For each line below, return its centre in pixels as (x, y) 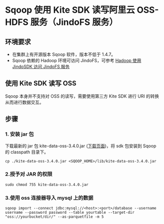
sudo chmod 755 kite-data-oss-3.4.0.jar (47, 184)
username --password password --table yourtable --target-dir (70, 213)
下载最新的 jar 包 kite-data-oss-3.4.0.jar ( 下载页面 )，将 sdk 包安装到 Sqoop (81, 146)
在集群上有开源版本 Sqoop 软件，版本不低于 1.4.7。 (64, 54)
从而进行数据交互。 (24, 102)
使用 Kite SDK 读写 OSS (41, 83)
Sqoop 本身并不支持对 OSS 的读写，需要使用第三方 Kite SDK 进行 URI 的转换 (82, 96)
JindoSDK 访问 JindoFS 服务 (41, 67)
